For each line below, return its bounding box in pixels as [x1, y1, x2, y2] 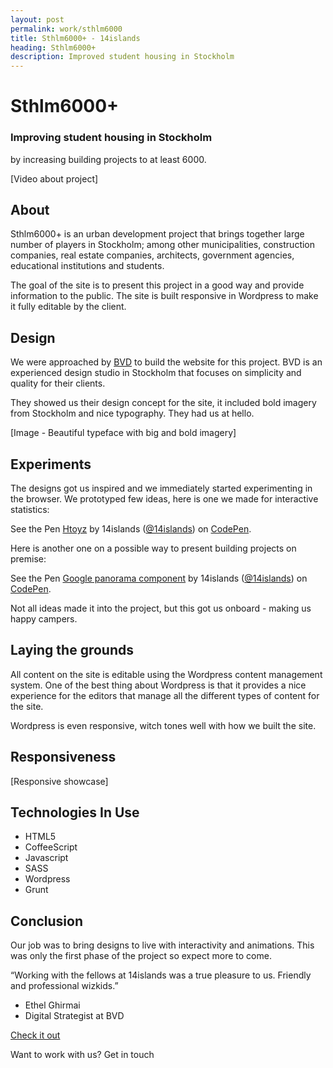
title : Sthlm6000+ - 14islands [10, 33, 141, 43]
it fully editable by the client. [10, 301, 127, 313]
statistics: [10, 504, 50, 516]
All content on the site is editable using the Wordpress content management [10, 668, 323, 680]
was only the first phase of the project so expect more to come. [10, 950, 272, 962]
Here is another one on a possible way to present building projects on [10, 542, 297, 555]
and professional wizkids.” [10, 980, 119, 992]
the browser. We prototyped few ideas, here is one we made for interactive [10, 493, 319, 505]
